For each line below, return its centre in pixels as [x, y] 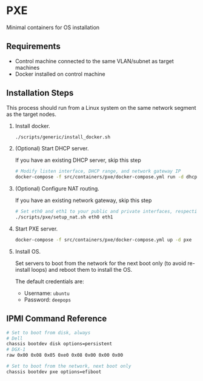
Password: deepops [48, 299]
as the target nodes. [31, 114]
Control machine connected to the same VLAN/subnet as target [94, 61]
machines [27, 67]
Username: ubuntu [47, 293]
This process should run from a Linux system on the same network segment [101, 107]
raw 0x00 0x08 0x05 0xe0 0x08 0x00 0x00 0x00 [65, 356]
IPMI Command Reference [57, 319]
